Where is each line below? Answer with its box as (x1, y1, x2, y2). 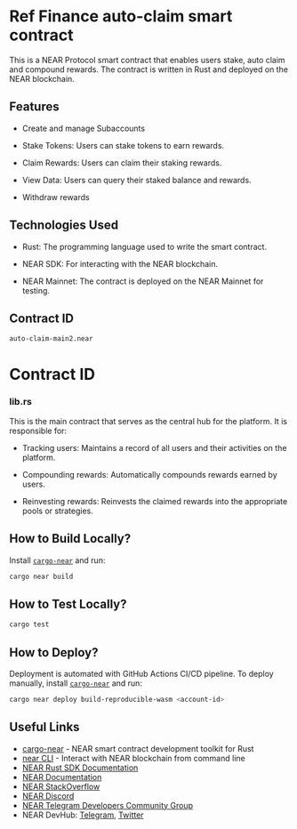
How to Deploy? (9, 645, 99, 660)
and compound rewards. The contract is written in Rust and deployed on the (9, 64, 289, 75)
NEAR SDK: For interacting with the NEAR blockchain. (21, 258, 219, 269)
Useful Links (9, 720, 80, 735)
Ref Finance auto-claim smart (9, 6, 233, 27)
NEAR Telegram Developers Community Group (21, 800, 194, 810)
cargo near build (9, 572, 74, 581)
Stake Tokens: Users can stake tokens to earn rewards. (21, 140, 225, 150)
